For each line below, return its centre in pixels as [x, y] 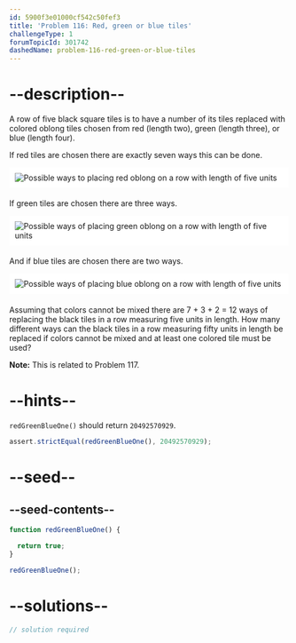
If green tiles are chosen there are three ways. [93, 203]
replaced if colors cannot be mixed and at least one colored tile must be [140, 337]
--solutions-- [59, 606]
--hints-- [43, 400]
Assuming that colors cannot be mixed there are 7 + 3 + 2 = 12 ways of [139, 310]
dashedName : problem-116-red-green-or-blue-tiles [103, 51]
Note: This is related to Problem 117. [74, 364]
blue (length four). [42, 138]
